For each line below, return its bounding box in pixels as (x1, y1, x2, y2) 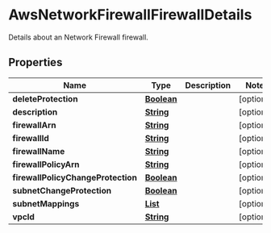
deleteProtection (12, 93, 78, 104)
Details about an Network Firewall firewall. (8, 32, 149, 42)
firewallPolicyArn (12, 159, 80, 170)
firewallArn (12, 119, 56, 131)
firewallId (12, 132, 50, 144)
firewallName (12, 145, 65, 156)
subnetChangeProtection (12, 185, 111, 196)
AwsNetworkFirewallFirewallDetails (8, 6, 252, 24)
